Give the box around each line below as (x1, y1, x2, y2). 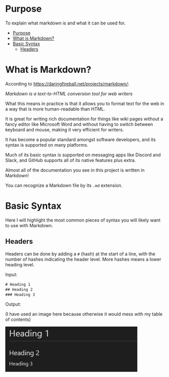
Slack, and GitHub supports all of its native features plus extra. (5, 157, 136, 163)
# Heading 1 (5, 282, 30, 287)
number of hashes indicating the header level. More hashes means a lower (5, 256, 161, 262)
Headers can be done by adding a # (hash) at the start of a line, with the (5, 251, 156, 257)
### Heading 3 (5, 292, 36, 297)
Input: (5, 271, 18, 278)
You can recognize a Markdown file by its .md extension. (5, 182, 123, 188)
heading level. (5, 261, 35, 267)
